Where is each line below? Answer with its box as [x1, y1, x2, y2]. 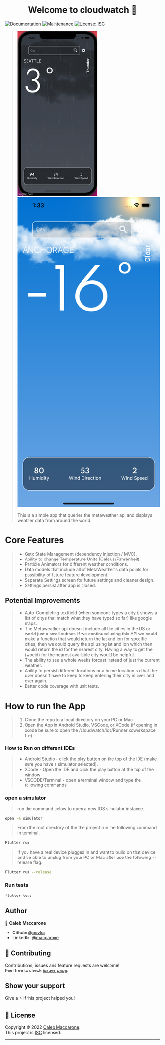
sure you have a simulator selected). [24, 761, 98, 767]
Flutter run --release [5, 869, 52, 875]
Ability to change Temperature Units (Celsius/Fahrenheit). [24, 556, 141, 562]
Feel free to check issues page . [5, 967, 69, 973]
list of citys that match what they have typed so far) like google [24, 615, 152, 621]
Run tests [5, 881, 28, 888]
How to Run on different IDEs [5, 745, 75, 751]
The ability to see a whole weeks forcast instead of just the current [24, 657, 160, 663]
